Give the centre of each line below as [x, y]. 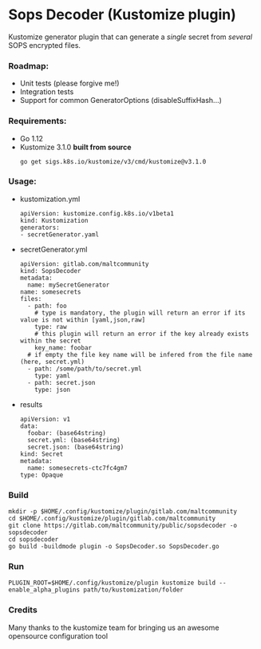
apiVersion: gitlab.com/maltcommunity [84, 264]
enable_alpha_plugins [44, 590]
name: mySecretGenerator [69, 285]
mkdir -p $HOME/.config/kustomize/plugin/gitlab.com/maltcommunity [123, 512]
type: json [53, 390]
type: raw [51, 326]
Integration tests [47, 92]
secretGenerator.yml [53, 249]
